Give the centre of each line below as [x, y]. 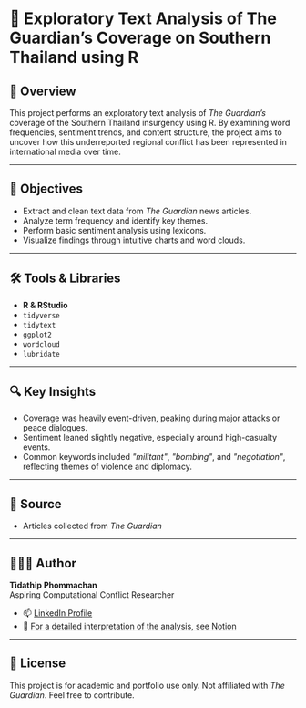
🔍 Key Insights [53, 392]
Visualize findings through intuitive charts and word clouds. [134, 240]
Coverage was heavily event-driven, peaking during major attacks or [151, 418]
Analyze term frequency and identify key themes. [115, 220]
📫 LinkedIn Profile [57, 613]
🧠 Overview [43, 91]
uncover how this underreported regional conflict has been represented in [148, 142]
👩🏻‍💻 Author [43, 563]
